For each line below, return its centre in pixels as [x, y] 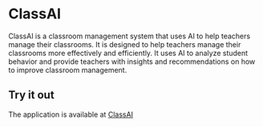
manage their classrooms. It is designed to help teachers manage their [125, 44]
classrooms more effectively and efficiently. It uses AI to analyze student [128, 53]
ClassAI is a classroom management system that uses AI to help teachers [129, 36]
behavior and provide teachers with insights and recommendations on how [132, 62]
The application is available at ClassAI [71, 114]
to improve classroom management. [68, 69]
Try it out [31, 95]
